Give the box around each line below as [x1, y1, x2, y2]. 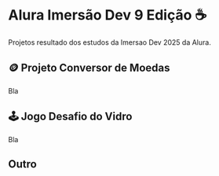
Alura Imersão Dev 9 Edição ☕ [8, 6, 207, 24]
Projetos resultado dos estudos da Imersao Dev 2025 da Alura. [8, 37, 212, 47]
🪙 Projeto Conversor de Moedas [8, 61, 170, 75]
